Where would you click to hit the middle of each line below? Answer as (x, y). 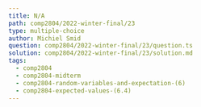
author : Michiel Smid (45, 38)
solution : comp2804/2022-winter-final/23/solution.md (101, 53)
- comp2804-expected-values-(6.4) (73, 91)
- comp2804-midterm (48, 76)
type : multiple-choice (46, 31)
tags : (17, 61)
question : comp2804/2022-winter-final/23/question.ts (101, 46)
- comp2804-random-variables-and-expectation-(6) (100, 83)
